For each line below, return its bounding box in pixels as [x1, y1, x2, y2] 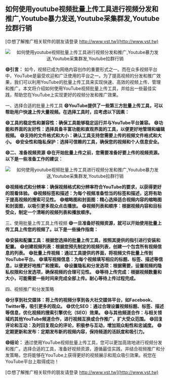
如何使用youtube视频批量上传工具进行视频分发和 [5, 5, 158, 14]
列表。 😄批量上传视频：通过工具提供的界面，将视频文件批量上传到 [14, 249, 153, 256]
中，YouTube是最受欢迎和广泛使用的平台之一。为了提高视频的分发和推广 [5, 73, 157, 79]
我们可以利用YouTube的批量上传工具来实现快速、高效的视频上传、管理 [14, 79, 161, 85]
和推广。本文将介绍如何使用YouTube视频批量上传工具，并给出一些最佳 [5, 85, 152, 91]
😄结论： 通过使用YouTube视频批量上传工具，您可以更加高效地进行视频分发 [5, 339, 162, 345]
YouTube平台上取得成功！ [5, 358, 59, 364]
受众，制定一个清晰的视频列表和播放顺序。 [5, 209, 94, 215]
